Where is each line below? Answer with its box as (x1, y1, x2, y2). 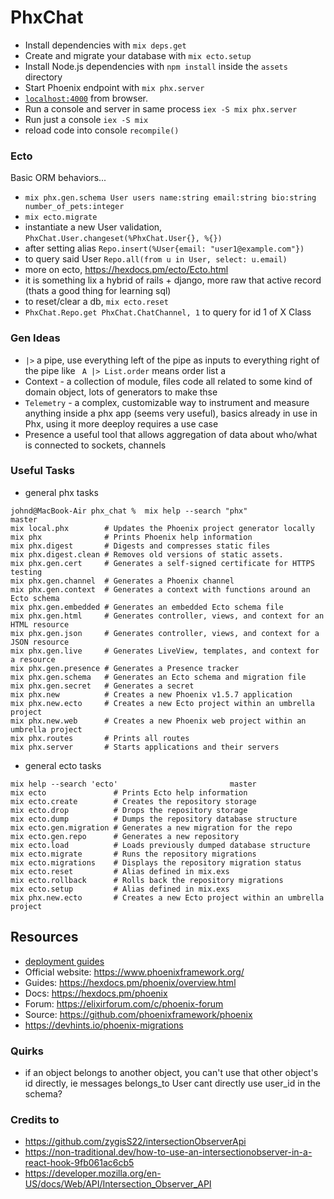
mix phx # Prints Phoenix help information (10, 532, 253, 542)
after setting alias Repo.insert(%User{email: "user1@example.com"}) (24, 242, 305, 255)
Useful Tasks (10, 464, 75, 478)
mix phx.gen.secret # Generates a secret (10, 681, 195, 691)
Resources (10, 929, 79, 946)
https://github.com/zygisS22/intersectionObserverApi (24, 1136, 247, 1148)
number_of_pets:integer (24, 202, 125, 212)
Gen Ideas (10, 331, 61, 345)
